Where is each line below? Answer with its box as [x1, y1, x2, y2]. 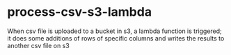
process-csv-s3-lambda [7, 4, 152, 20]
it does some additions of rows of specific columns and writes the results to [7, 34, 225, 42]
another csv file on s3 [7, 41, 70, 49]
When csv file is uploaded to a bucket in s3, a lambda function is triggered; [7, 27, 223, 35]
